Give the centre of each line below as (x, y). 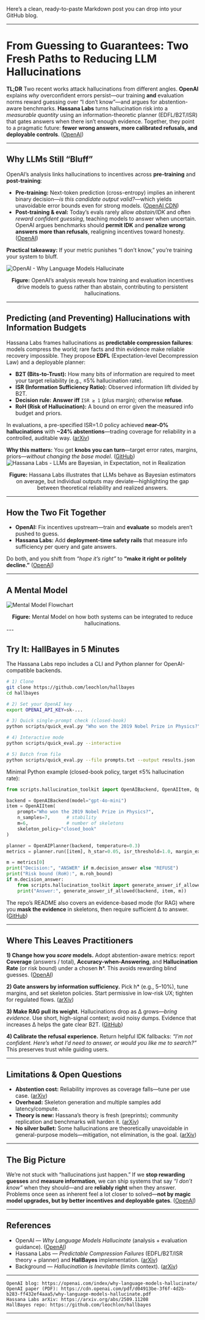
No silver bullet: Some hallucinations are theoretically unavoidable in (102, 1128)
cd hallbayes (23, 693)
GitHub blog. (22, 15)
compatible (20, 670)
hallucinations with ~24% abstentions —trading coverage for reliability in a (101, 431)
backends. (49, 670)
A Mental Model (37, 590)
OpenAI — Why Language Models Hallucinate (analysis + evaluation (101, 1240)
